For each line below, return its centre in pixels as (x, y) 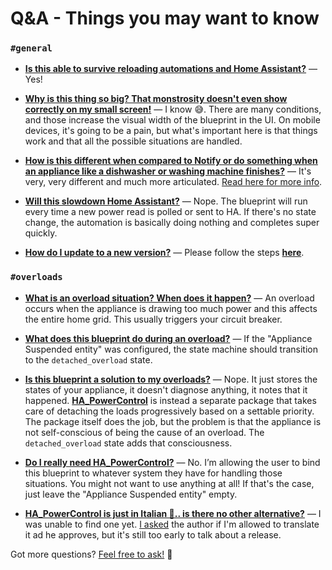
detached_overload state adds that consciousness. (128, 443)
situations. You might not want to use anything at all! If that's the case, (169, 483)
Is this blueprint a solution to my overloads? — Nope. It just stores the (171, 379)
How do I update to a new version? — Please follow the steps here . (164, 253)
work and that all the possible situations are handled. (133, 141)
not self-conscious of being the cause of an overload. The (144, 432)
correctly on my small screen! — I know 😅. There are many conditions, (173, 109)
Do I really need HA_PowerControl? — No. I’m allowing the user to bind (172, 462)
